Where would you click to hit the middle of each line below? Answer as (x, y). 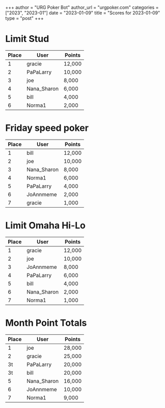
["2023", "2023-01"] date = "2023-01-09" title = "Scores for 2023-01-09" (83, 13)
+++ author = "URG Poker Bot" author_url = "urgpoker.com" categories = (82, 7)
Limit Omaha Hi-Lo (45, 226)
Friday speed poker (47, 128)
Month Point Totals (46, 323)
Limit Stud (27, 39)
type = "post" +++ (25, 18)
